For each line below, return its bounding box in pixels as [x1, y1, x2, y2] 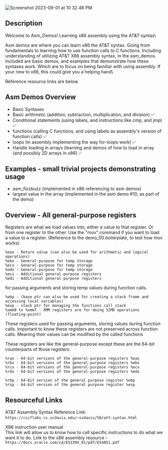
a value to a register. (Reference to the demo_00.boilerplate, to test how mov [5, 235, 163, 241]
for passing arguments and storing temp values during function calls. [5, 285, 147, 291]
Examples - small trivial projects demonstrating [5, 165, 156, 173]
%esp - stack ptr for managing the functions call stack [5, 303, 126, 308]
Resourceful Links [5, 395, 63, 404]
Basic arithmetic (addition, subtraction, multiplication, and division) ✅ [12, 111, 155, 117]
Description [5, 19, 42, 27]
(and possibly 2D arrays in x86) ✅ [12, 150, 82, 156]
